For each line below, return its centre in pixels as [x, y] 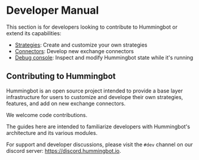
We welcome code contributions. [47, 115]
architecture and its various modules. [52, 133]
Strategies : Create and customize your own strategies [81, 45]
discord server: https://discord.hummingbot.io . [64, 150]
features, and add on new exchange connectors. [66, 103]
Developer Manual [53, 10]
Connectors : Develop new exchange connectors [74, 51]
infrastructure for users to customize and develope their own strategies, [95, 97]
